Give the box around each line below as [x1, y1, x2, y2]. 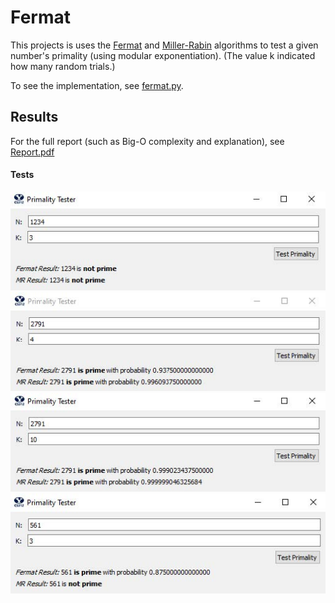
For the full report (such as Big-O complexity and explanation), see [10, 135, 285, 147]
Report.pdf [10, 146, 55, 158]
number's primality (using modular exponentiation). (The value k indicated [10, 49, 316, 61]
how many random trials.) [10, 60, 116, 72]
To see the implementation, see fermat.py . [10, 79, 184, 91]
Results [10, 109, 59, 126]
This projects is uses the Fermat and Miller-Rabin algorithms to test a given [10, 39, 319, 51]
